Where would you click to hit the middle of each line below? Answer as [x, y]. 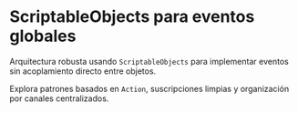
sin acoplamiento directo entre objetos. [83, 71]
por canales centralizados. [59, 98]
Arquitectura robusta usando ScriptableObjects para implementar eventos [149, 61]
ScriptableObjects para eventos [132, 17]
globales [43, 36]
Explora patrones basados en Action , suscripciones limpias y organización [149, 88]
